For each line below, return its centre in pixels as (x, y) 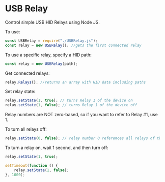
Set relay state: (20, 91)
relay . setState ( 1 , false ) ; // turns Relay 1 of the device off (71, 105)
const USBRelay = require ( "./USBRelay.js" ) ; (51, 41)
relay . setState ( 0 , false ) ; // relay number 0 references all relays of (80, 138)
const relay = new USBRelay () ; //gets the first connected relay (73, 45)
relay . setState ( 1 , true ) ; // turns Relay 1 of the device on (69, 101)
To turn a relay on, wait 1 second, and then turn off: (57, 148)
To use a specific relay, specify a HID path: (48, 55)
